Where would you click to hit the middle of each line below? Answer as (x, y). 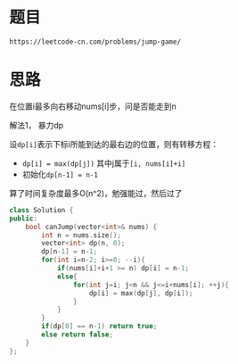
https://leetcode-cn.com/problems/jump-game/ (95, 41)
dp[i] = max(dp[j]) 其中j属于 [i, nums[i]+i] (104, 163)
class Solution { (41, 210)
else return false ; (78, 335)
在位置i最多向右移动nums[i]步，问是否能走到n (93, 106)
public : (24, 219)
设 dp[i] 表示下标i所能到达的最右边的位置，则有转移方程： (114, 144)
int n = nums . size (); (82, 235)
